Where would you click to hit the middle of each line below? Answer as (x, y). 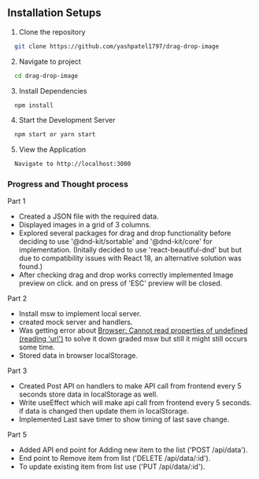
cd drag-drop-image (46, 76)
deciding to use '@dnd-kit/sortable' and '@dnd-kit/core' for (116, 241)
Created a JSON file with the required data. (89, 216)
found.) (31, 267)
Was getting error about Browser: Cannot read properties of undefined (133, 330)
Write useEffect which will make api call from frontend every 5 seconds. (135, 403)
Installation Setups (54, 13)
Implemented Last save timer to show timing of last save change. (124, 419)
